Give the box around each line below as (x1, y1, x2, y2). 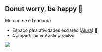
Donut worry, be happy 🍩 (5, 5, 83, 13)
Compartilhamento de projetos (12, 32, 75, 38)
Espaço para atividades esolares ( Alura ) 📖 (12, 27, 98, 33)
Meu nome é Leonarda (5, 17, 51, 23)
